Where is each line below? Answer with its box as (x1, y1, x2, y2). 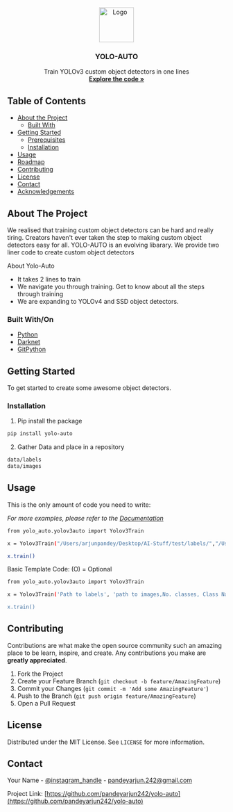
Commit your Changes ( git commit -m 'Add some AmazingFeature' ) (17, 684, 209, 692)
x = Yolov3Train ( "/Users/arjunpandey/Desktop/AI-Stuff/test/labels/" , (7, 539, 216, 547)
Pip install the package (17, 417, 83, 425)
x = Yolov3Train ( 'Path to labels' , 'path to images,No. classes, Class (7, 591, 218, 598)
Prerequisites (27, 136, 66, 144)
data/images (7, 463, 42, 470)
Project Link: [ (7, 790, 47, 798)
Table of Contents (7, 95, 87, 107)
